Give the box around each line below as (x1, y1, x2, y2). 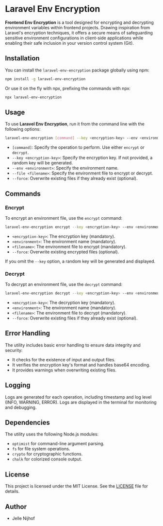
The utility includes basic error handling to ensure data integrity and (5, 342, 141, 348)
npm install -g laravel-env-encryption (5, 76, 86, 81)
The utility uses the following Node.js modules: (5, 431, 98, 437)
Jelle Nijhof (12, 515, 35, 521)
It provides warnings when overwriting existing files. (12, 367, 116, 373)
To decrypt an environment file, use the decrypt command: (5, 281, 123, 287)
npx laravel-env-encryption (5, 95, 62, 100)
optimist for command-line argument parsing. (12, 441, 105, 447)
